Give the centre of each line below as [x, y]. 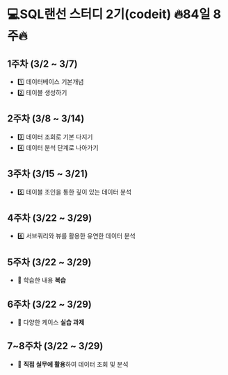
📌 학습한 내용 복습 [41, 280]
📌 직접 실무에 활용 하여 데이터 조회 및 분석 [73, 364]
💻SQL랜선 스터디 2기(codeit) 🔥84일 [109, 14]
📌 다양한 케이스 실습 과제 [51, 322]
